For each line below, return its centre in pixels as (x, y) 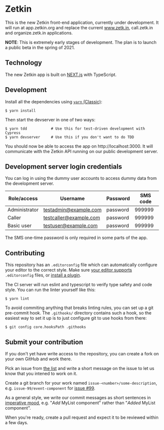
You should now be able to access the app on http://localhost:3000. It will (79, 146)
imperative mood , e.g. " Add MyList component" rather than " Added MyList (80, 403)
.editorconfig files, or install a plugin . (43, 275)
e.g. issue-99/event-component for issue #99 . (50, 388)
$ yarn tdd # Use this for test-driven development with (75, 128)
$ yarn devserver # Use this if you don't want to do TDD (70, 137)
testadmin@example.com (72, 210)
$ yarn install (20, 111)
